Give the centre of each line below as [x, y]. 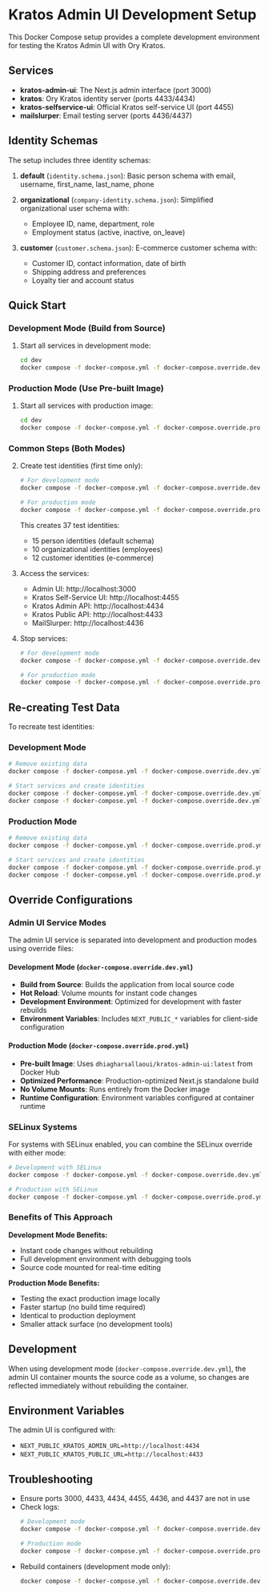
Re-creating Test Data [64, 707]
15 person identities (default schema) [93, 540]
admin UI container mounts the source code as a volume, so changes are [129, 1377]
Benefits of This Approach [61, 1217]
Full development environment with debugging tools [106, 1259]
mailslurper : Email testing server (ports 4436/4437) [106, 115]
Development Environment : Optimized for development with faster [130, 1002]
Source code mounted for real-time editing [90, 1267]
